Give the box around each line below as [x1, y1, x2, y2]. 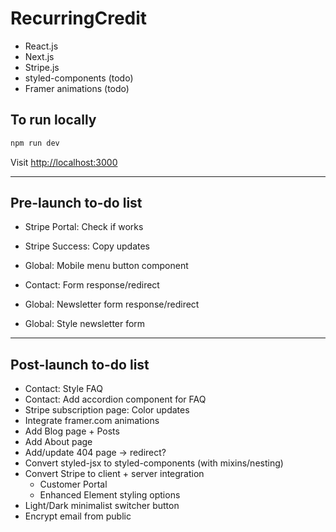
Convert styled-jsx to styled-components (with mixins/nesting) [24, 457, 284, 469]
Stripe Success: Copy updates [24, 240, 151, 252]
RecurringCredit [10, 7, 148, 30]
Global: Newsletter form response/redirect [24, 298, 200, 311]
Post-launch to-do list [10, 356, 150, 373]
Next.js [24, 50, 55, 62]
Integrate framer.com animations [24, 415, 160, 427]
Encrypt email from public [24, 510, 132, 522]
